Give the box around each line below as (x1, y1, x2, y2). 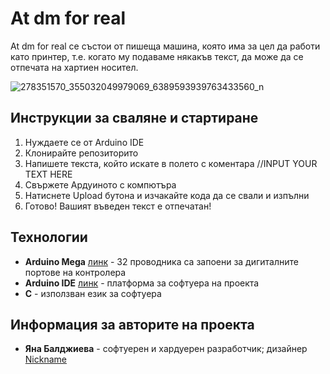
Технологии (10, 229, 88, 246)
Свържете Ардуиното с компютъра (24, 178, 177, 191)
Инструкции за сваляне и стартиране (10, 110, 259, 127)
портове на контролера (24, 266, 127, 278)
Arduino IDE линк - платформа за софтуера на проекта (24, 277, 260, 289)
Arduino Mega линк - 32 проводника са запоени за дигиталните (24, 255, 299, 267)
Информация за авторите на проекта (10, 316, 255, 333)
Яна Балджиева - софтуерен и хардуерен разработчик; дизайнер (24, 343, 308, 355)
